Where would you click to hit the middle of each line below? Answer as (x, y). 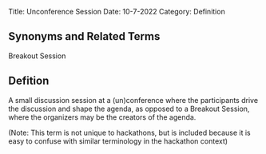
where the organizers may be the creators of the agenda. (102, 117)
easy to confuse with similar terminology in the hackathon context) (118, 141)
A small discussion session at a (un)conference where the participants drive (133, 100)
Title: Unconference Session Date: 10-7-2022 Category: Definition (117, 12)
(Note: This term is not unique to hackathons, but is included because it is (129, 132)
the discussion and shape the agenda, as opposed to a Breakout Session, (129, 109)
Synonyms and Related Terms (84, 36)
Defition (29, 81)
